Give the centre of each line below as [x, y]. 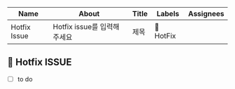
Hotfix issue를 [76, 27]
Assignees [206, 14]
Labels [168, 14]
